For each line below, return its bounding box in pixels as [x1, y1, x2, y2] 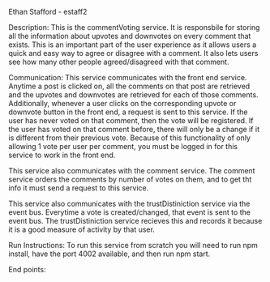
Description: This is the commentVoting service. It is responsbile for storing [8, 23, 260, 32]
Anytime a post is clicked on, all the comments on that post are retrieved [8, 81, 251, 91]
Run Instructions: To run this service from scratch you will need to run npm [8, 241, 258, 250]
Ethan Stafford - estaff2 [8, 7, 88, 16]
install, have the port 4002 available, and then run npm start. [8, 249, 211, 258]
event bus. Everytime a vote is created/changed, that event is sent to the [8, 207, 251, 217]
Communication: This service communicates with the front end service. [8, 73, 247, 82]
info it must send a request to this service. [8, 183, 149, 193]
